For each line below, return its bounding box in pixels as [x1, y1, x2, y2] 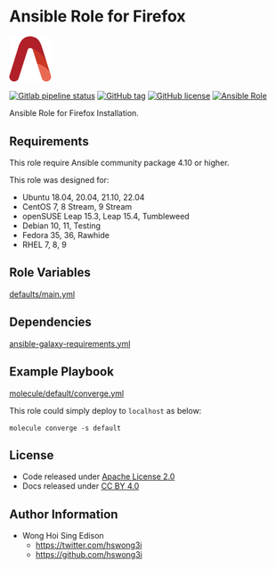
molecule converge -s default [9, 424, 122, 433]
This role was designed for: [9, 175, 110, 186]
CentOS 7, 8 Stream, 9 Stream [21, 202, 133, 212]
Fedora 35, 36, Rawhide [21, 230, 110, 241]
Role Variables [9, 265, 91, 280]
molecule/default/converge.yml [9, 388, 125, 399]
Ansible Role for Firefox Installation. [9, 108, 140, 119]
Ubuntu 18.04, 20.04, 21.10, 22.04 [21, 192, 145, 202]
